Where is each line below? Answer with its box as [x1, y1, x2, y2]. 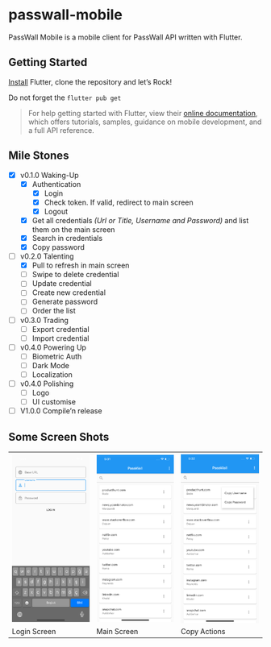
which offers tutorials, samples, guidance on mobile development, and [27, 117, 262, 126]
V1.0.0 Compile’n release [19, 406, 102, 416]
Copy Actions [181, 627, 226, 637]
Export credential [31, 324, 90, 334]
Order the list [31, 306, 76, 316]
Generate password [31, 297, 98, 307]
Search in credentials [31, 233, 103, 243]
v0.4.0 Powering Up [19, 342, 87, 352]
